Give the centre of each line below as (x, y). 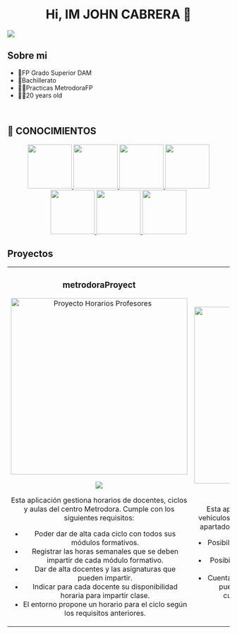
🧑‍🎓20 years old (40, 95)
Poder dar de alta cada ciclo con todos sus (105, 534)
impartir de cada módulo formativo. (105, 561)
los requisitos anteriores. (105, 614)
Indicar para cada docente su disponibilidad (105, 587)
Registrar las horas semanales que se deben (105, 551)
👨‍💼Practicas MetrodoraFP (55, 88)
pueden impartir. (105, 578)
